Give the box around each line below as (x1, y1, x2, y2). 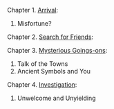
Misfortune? (17, 19, 52, 27)
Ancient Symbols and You (17, 67, 91, 75)
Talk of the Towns (17, 60, 68, 68)
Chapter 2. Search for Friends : (7, 33, 94, 41)
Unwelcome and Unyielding (17, 94, 96, 102)
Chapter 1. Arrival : (7, 6, 59, 14)
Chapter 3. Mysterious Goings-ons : (7, 47, 108, 54)
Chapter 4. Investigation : (7, 81, 77, 89)
